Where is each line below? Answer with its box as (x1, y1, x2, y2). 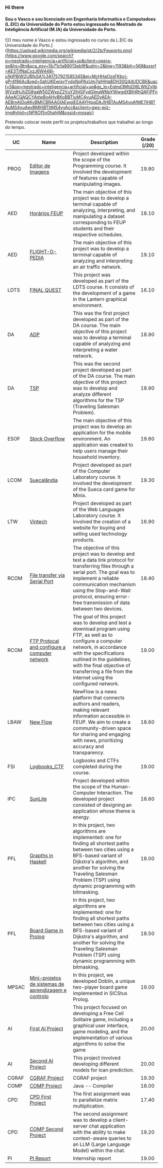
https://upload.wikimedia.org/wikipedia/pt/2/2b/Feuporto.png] (8, 48, 132, 54)
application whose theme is (72, 808, 135, 815)
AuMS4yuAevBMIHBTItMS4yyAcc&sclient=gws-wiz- (5, 104, 111, 111)
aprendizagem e (30, 987, 67, 993)
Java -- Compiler (72, 1083, 114, 1090)
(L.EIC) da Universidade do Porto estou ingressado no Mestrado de (5, 21, 143, 27)
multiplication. (72, 1103, 105, 1110)
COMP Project (30, 1083, 62, 1090)
